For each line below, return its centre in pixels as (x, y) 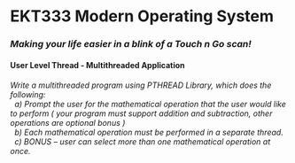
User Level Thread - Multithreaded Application (97, 65)
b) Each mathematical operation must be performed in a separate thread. (149, 132)
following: (28, 95)
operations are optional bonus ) (68, 123)
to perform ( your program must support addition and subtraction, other (141, 113)
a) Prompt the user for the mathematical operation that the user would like (150, 105)
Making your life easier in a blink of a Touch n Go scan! (131, 44)
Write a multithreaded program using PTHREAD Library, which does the (141, 85)
